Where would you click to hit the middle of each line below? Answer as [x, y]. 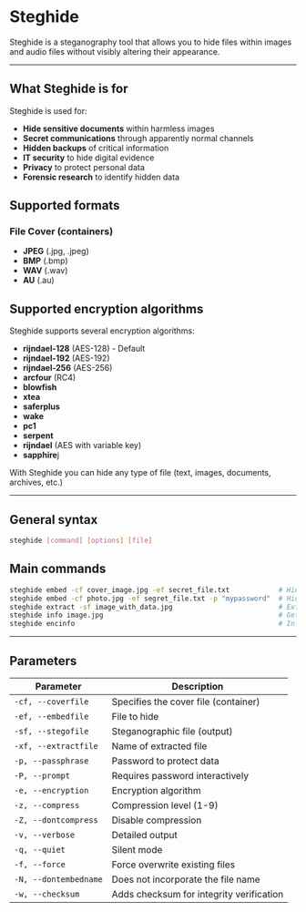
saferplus [41, 406]
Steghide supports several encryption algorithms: [102, 331]
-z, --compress [47, 805]
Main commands [58, 569]
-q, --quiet [40, 850]
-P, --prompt [42, 775]
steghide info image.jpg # [146, 615]
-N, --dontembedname [58, 879]
